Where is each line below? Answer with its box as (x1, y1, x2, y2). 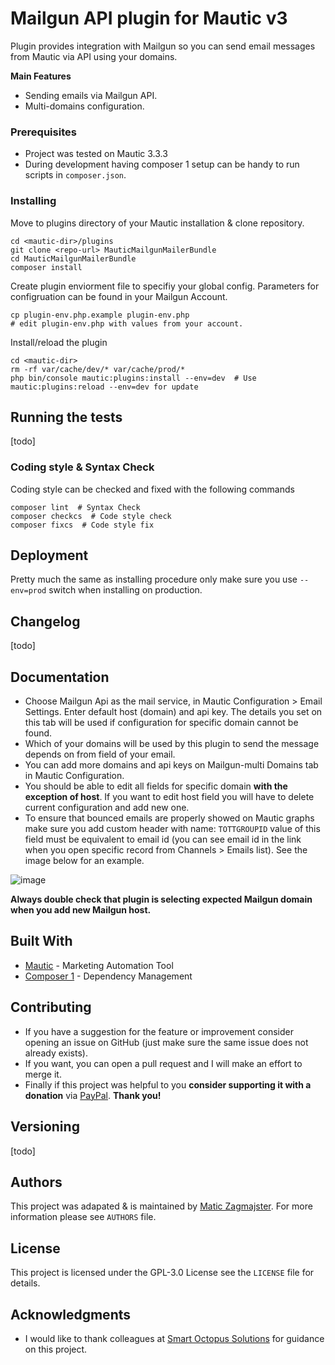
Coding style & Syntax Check (10, 460, 155, 474)
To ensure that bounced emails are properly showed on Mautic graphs (24, 812, 315, 824)
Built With (10, 933, 73, 950)
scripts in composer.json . (24, 169, 127, 181)
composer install (10, 262, 83, 272)
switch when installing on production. (48, 584, 203, 596)
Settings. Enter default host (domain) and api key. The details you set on (24, 706, 323, 718)
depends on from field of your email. (24, 748, 176, 761)
